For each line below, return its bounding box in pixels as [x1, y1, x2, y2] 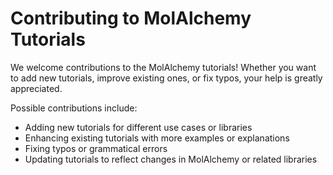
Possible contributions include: [10, 102, 138, 114]
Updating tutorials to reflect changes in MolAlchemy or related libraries [24, 153, 318, 165]
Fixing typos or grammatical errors [24, 142, 168, 154]
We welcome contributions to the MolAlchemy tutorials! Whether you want [10, 61, 317, 73]
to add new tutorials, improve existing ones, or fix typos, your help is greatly [10, 72, 323, 84]
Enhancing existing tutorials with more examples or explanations [24, 132, 290, 144]
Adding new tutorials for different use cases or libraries [24, 121, 253, 133]
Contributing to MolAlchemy [10, 7, 252, 30]
